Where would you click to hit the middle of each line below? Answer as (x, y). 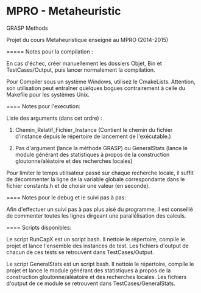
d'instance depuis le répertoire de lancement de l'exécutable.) (93, 136)
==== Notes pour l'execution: (43, 106)
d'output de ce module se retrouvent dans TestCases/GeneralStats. (91, 283)
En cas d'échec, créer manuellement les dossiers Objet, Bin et (84, 63)
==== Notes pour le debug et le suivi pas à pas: (66, 197)
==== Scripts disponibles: (39, 227)
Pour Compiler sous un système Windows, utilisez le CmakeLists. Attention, (101, 81)
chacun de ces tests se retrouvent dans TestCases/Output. (80, 252)
